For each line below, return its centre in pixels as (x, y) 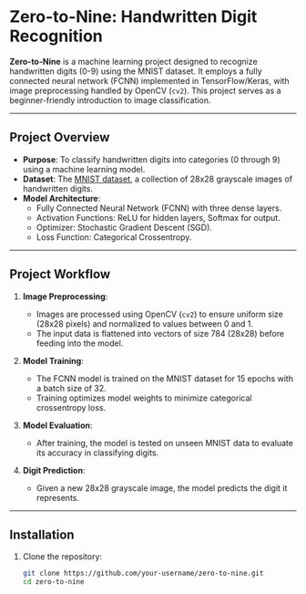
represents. (58, 497)
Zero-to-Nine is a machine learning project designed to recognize (133, 61)
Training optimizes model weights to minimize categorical (144, 398)
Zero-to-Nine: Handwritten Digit (133, 17)
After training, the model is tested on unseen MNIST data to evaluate (165, 443)
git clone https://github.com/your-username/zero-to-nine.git (143, 573)
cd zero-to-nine (53, 582)
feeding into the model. (80, 343)
